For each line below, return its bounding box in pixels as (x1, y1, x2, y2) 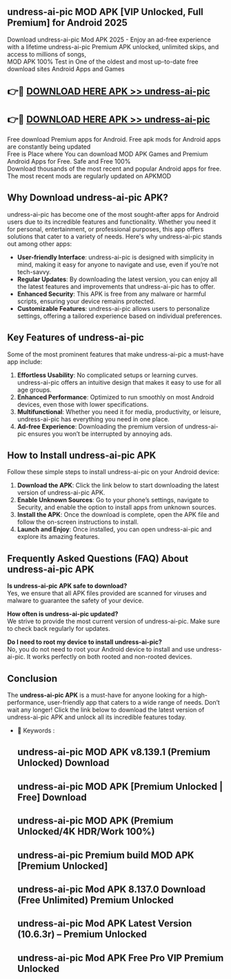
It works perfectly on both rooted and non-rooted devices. (26, 653, 192, 661)
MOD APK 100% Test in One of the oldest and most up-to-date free (7, 57, 199, 66)
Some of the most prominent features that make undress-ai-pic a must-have (7, 350, 224, 359)
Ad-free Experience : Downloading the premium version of (17, 422, 184, 430)
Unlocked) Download (17, 757, 110, 769)
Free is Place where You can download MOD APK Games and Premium (7, 150, 208, 158)
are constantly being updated (7, 142, 91, 151)
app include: (7, 357, 43, 365)
